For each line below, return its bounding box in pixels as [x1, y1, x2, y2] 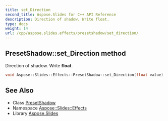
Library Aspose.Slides [12, 110, 59, 116]
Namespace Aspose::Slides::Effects [12, 105, 87, 111]
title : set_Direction [5, 7, 51, 13]
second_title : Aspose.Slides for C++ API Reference [5, 12, 116, 17]
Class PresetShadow [12, 99, 56, 105]
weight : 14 [5, 26, 28, 31]
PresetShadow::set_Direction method [5, 49, 126, 58]
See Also [5, 86, 34, 95]
